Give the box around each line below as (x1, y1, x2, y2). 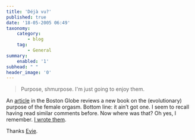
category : (17, 31, 42, 37)
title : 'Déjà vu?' (6, 8, 52, 15)
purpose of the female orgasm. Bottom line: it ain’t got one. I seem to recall (6, 103, 189, 110)
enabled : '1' (17, 58, 49, 64)
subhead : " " (6, 63, 39, 70)
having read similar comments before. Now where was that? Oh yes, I (6, 110, 177, 117)
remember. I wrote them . (6, 116, 67, 123)
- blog (27, 36, 44, 42)
